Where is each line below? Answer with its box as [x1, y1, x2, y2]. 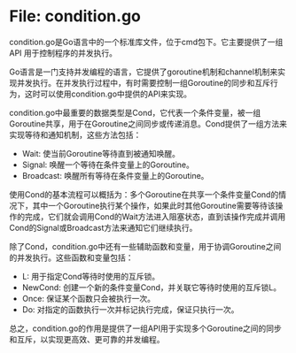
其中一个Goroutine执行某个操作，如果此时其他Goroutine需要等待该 [32, 200, 276, 211]
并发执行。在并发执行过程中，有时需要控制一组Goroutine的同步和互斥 [16, 77, 270, 88]
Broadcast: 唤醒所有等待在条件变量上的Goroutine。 [21, 170, 209, 180]
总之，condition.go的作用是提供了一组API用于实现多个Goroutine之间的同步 [9, 323, 282, 334]
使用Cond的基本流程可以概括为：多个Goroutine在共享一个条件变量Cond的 [9, 188, 279, 200]
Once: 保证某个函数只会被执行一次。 [21, 293, 155, 303]
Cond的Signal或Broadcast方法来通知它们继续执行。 [9, 222, 198, 233]
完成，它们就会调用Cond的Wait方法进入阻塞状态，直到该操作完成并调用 [24, 211, 286, 222]
